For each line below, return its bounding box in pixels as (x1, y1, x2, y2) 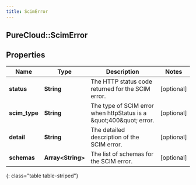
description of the (90, 133, 139, 141)
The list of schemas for (90, 150, 154, 158)
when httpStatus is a (90, 109, 147, 117)
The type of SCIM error (90, 101, 155, 109)
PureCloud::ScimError (6, 30, 88, 40)
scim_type (9, 109, 39, 117)
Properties (6, 50, 45, 60)
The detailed (90, 125, 125, 133)
